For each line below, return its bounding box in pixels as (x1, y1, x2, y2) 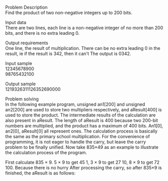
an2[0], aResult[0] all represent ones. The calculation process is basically (5, 128, 157, 134)
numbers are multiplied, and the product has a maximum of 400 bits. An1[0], (5, 123, 163, 129)
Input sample (5, 61, 33, 66)
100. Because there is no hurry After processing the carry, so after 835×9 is (5, 165, 162, 170)
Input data (5, 20, 27, 25)
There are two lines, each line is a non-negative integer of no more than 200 (5, 25, 163, 31)
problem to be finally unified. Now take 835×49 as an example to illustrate (5, 144, 158, 150)
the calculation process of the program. (5, 150, 87, 155)
